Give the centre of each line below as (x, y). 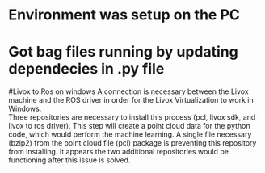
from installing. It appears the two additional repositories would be (118, 152)
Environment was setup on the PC (124, 15)
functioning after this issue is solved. (69, 160)
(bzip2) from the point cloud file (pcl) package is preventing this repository (132, 143)
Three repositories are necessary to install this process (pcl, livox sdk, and (132, 117)
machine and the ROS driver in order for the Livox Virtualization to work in (131, 100)
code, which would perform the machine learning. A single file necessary (130, 134)
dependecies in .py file (86, 69)
